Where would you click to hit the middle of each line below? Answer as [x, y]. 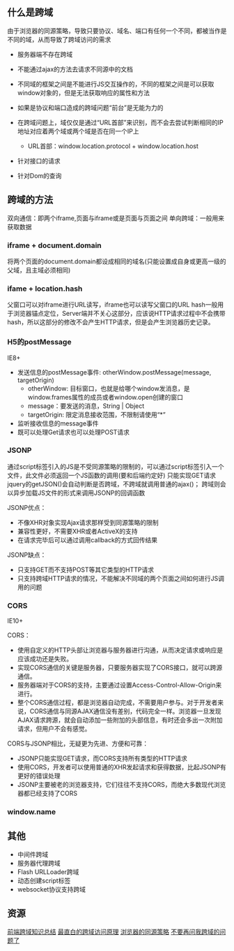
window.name [32, 812]
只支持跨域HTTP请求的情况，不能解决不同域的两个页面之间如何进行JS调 [121, 578]
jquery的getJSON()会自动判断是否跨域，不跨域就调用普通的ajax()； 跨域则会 [117, 484]
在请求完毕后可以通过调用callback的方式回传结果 [87, 539]
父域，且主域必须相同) [39, 270]
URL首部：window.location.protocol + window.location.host [113, 146]
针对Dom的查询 [39, 175]
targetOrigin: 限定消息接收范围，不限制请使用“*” [96, 414]
